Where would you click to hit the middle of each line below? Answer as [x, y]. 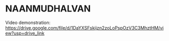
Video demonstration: [28, 22]
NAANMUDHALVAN [48, 9]
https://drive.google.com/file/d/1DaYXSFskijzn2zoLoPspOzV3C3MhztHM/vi [84, 27]
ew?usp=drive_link [25, 33]
